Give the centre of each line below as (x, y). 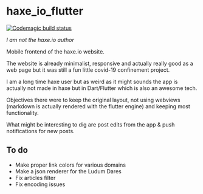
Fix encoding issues (40, 184)
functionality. (23, 113)
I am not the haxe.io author (40, 40)
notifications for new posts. (40, 131)
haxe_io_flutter (45, 11)
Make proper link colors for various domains (71, 165)
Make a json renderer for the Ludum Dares (68, 171)
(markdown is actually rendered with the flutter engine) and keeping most (98, 106)
